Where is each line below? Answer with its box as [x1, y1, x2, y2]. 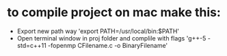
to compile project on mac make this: [7, 5, 221, 20]
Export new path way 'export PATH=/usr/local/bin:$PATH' [16, 27, 180, 35]
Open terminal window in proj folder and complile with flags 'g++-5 [16, 34, 206, 42]
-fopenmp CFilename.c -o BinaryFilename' [47, 41, 168, 49]
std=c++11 [16, 41, 46, 49]
